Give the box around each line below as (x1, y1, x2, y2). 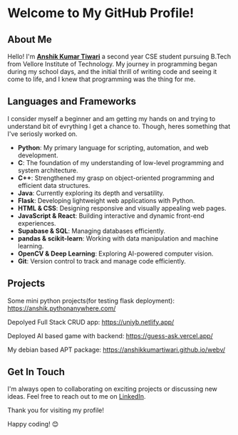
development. (17, 151, 58, 159)
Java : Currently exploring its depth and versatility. (17, 189, 165, 197)
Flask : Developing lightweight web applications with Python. (17, 196, 195, 204)
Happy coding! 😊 (7, 420, 59, 429)
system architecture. (17, 166, 78, 174)
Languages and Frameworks (7, 95, 137, 108)
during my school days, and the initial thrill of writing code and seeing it (7, 68, 217, 75)
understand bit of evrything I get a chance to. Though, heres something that (7, 122, 231, 130)
